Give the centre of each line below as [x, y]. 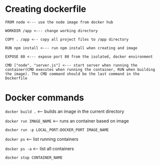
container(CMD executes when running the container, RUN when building [80, 69]
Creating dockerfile [46, 9]
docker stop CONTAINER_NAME [34, 158]
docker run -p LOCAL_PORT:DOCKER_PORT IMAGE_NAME [57, 130]
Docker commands [45, 98]
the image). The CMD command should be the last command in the [72, 74]
